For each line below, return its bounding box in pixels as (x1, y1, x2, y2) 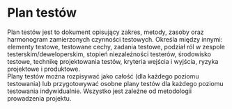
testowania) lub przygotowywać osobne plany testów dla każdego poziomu (7, 79, 224, 87)
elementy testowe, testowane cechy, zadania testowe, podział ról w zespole (7, 42, 225, 51)
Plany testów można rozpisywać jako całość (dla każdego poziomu (7, 72, 200, 81)
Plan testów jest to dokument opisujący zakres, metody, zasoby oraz (7, 28, 204, 36)
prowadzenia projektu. (7, 94, 72, 102)
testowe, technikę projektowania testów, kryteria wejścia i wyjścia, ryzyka (7, 57, 219, 65)
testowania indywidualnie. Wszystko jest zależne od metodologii (7, 87, 192, 95)
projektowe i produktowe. (7, 65, 80, 73)
